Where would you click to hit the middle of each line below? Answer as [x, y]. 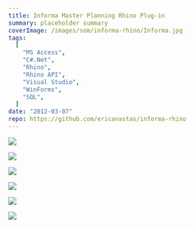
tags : [17, 38]
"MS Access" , [44, 52]
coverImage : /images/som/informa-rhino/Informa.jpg [95, 30]
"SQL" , [33, 97]
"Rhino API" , [44, 75]
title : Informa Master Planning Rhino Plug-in [87, 15]
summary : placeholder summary [58, 23]
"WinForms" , [42, 89]
